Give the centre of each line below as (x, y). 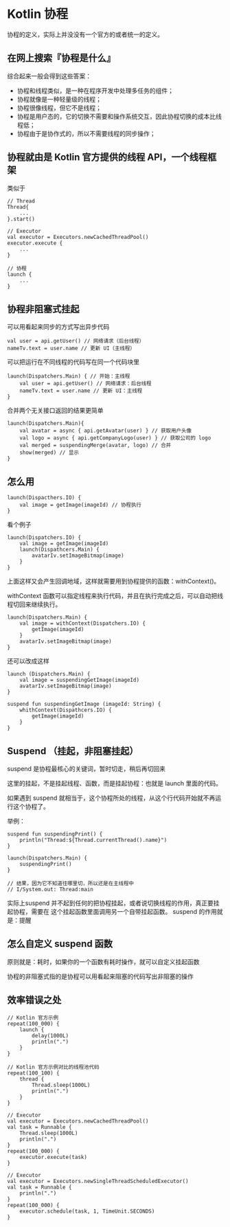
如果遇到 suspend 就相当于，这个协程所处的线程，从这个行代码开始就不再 (111, 798)
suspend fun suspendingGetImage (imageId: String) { (84, 704)
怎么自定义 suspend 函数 (60, 944)
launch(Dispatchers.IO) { (44, 538)
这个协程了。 (31, 806)
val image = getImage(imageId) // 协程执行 (81, 505)
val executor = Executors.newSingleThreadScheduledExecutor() (98, 1181)
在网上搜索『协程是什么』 (61, 58)
